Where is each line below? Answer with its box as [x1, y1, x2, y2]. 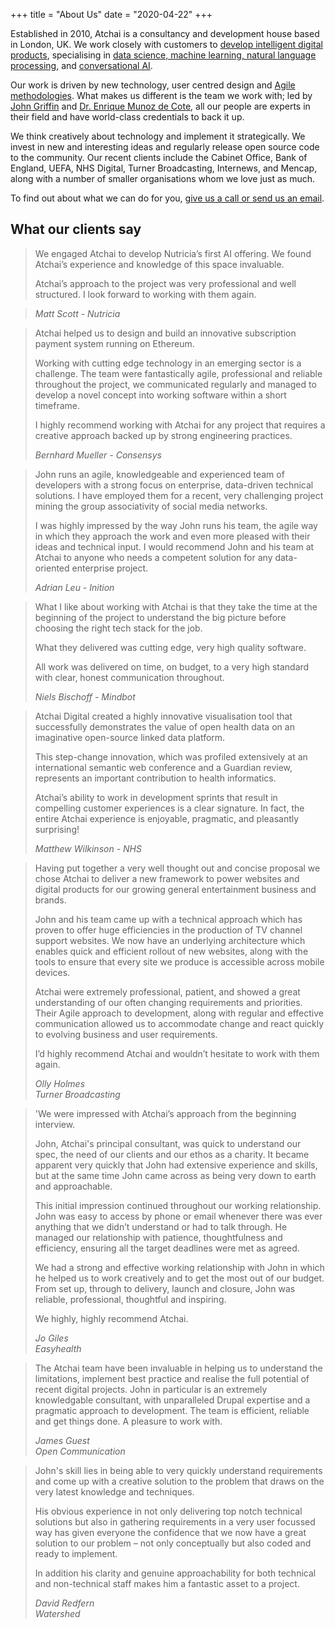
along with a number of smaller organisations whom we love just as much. [10, 173, 316, 184]
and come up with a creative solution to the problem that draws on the [34, 1475, 325, 1487]
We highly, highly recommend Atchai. [34, 1312, 189, 1324]
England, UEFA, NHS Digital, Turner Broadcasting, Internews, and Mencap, [10, 162, 318, 174]
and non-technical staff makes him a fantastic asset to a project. [34, 1577, 300, 1589]
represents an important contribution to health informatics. [34, 772, 277, 784]
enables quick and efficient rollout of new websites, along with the [34, 945, 309, 957]
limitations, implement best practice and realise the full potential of [34, 1372, 310, 1384]
